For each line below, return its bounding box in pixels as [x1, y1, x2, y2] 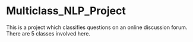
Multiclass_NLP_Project [6, 4, 126, 18]
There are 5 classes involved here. [6, 30, 91, 37]
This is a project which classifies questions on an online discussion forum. [6, 24, 188, 31]
